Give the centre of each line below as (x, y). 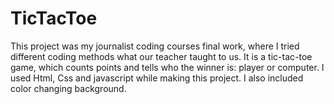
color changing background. (68, 88)
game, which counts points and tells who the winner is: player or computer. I (167, 67)
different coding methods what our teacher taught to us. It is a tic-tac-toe (161, 56)
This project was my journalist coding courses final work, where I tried (155, 46)
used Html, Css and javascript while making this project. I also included (157, 78)
